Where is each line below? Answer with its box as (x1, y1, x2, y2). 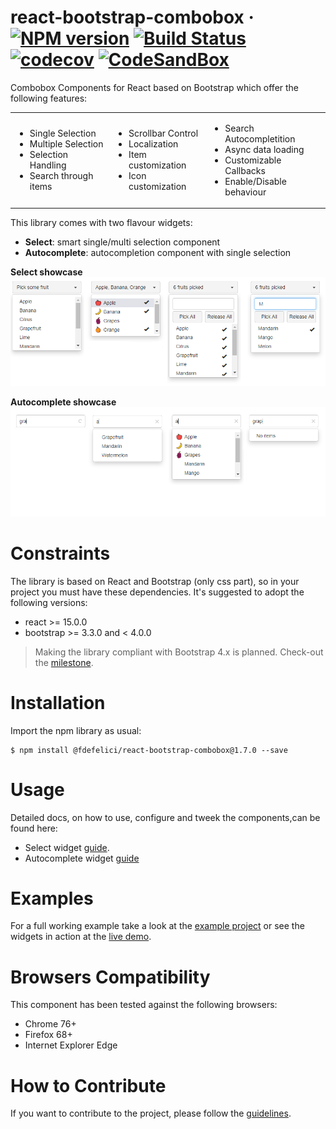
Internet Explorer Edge (24, 1039, 118, 1051)
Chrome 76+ (24, 1018, 77, 1030)
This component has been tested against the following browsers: (10, 999, 278, 1011)
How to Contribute (10, 1074, 167, 1097)
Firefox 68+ (24, 1029, 73, 1041)
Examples (10, 887, 94, 910)
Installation (10, 691, 106, 714)
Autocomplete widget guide (24, 852, 140, 864)
